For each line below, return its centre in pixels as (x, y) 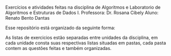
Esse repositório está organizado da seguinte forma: (60, 28)
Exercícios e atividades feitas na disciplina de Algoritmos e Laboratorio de (83, 7)
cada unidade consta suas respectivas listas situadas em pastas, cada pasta (86, 43)
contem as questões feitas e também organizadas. (58, 48)
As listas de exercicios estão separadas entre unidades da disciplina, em (82, 38)
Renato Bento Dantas (28, 18)
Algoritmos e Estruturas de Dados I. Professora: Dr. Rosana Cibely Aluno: (82, 13)
